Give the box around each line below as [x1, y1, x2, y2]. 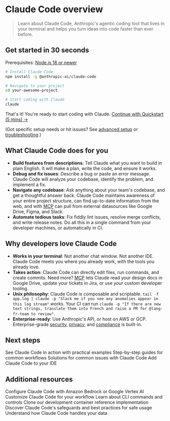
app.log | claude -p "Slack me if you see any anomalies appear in [12, 296, 158, 301]
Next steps [5, 336, 41, 345]
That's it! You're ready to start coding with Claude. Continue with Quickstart [5, 111, 164, 117]
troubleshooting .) [5, 132, 42, 138]
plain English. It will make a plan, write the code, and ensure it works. [12, 165, 157, 171]
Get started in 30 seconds [5, 46, 89, 54]
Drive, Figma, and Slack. [12, 208, 64, 215]
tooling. [12, 285, 29, 291]
